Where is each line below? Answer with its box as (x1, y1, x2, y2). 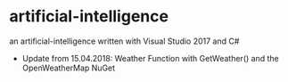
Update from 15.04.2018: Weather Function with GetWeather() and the (21, 53, 279, 63)
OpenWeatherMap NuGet (21, 62, 116, 73)
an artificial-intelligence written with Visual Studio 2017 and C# (9, 36, 240, 46)
